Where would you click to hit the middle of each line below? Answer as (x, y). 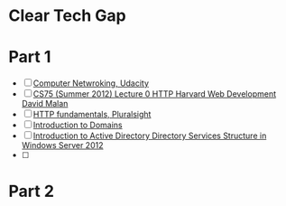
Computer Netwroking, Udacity (91, 83)
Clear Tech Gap (68, 16)
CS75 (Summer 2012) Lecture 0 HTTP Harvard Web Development (155, 94)
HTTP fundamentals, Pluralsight (92, 115)
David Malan (45, 104)
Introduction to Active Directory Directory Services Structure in (150, 136)
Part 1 (30, 57)
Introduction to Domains (78, 125)
